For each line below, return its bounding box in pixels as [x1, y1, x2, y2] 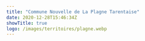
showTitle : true [6, 20, 47, 26]
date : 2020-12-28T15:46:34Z [6, 14, 78, 20]
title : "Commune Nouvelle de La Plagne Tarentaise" [6, 8, 140, 15]
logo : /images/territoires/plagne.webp [6, 25, 107, 32]
